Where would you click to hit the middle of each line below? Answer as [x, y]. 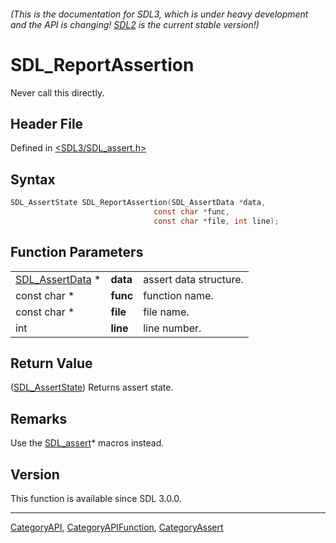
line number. [172, 328]
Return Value [51, 363]
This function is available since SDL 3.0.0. [96, 499]
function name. [178, 295]
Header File [47, 123]
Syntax [33, 179]
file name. [166, 312]
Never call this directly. [57, 92]
